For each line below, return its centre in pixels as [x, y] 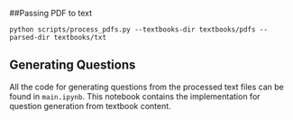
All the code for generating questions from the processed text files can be [146, 87]
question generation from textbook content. [90, 106]
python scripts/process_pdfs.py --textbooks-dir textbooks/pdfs [133, 30]
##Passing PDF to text [51, 13]
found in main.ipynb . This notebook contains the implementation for [135, 96]
